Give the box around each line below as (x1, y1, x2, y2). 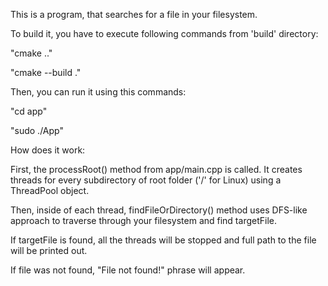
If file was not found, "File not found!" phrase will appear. (10, 264, 246, 276)
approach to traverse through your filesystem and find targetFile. (10, 215, 277, 226)
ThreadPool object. (10, 185, 90, 196)
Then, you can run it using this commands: (10, 86, 187, 98)
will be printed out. (10, 245, 88, 256)
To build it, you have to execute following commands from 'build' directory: (10, 28, 319, 39)
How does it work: (10, 144, 86, 156)
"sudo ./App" (10, 125, 64, 136)
